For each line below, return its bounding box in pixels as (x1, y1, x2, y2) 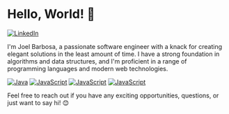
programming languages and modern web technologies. (7, 64, 168, 73)
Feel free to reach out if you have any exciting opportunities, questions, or (7, 91, 219, 99)
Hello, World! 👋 (7, 6, 95, 22)
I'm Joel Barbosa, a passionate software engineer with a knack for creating (7, 42, 223, 50)
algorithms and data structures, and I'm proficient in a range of (7, 57, 187, 65)
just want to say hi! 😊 (7, 98, 70, 106)
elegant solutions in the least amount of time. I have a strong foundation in (7, 50, 220, 58)
